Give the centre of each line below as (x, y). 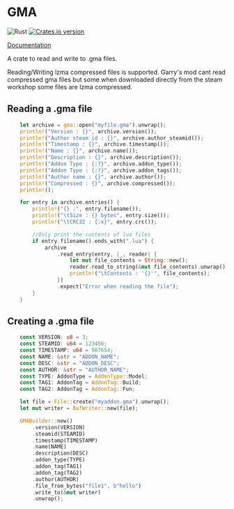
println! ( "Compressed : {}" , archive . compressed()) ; (98, 183)
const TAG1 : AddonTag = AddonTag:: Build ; (80, 383)
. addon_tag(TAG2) (57, 473)
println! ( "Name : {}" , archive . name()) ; (79, 151)
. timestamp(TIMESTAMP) (65, 441)
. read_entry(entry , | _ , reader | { (107, 254)
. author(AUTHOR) (56, 479)
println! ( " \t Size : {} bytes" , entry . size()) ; (101, 216)
